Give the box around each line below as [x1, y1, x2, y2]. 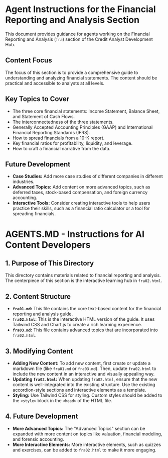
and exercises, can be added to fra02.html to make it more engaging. [12, 446, 156, 453]
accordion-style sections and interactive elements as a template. [12, 387, 146, 393]
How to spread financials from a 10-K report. [12, 135, 105, 141]
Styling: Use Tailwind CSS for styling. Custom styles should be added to [12, 392, 162, 398]
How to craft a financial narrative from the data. [12, 145, 111, 151]
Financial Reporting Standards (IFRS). [12, 129, 90, 135]
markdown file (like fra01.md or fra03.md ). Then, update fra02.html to [12, 365, 156, 372]
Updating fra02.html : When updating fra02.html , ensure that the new [12, 376, 157, 382]
